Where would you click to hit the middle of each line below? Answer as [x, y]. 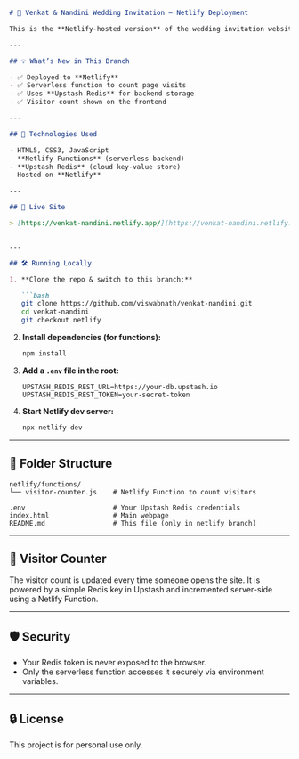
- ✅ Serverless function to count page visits [98, 86]
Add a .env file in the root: [70, 371]
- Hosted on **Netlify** [55, 175]
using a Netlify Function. [54, 599]
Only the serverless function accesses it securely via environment [143, 672]
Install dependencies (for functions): [92, 337]
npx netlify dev [52, 428]
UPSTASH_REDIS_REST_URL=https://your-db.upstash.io [120, 387]
